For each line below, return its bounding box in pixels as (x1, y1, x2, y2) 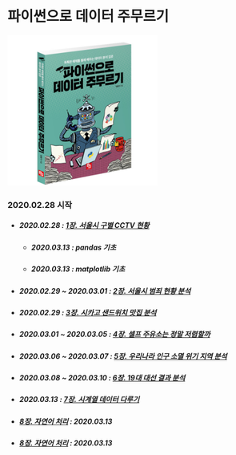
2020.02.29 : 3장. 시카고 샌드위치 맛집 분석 (18, 307, 157, 317)
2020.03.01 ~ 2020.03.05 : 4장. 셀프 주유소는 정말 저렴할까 (18, 330, 210, 339)
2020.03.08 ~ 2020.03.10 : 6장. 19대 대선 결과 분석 (18, 373, 186, 383)
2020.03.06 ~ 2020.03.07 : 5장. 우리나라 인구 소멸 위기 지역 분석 (18, 351, 227, 361)
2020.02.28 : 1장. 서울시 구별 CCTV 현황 (18, 221, 150, 230)
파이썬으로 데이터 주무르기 (7, 7, 170, 26)
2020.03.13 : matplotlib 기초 (30, 264, 126, 274)
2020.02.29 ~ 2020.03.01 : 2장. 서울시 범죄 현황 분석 (18, 286, 191, 295)
